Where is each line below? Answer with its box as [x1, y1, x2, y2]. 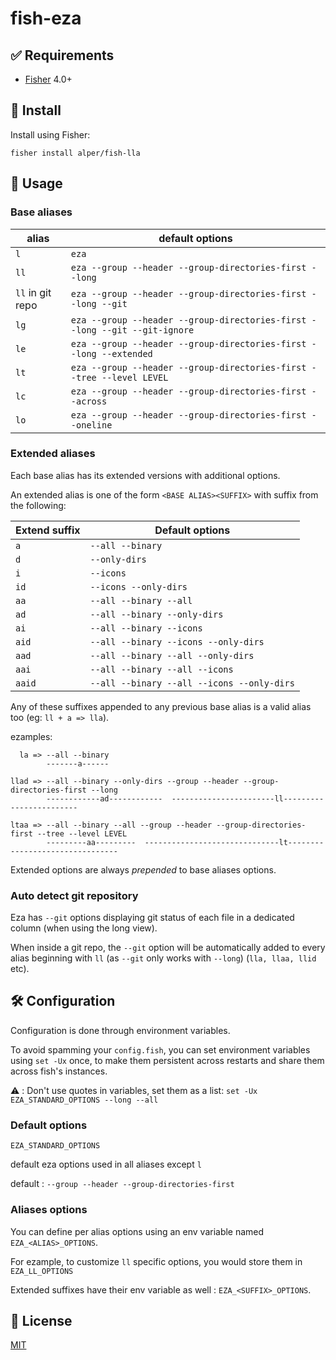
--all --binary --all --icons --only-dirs [89, 677, 295, 689]
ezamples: [10, 730, 53, 742]
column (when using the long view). [10, 922, 158, 934]
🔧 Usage [10, 175, 63, 192]
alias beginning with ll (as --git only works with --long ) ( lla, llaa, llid [10, 952, 317, 964]
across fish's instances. [10, 1065, 108, 1077]
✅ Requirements [10, 47, 115, 64]
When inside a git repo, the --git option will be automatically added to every [10, 942, 326, 954]
